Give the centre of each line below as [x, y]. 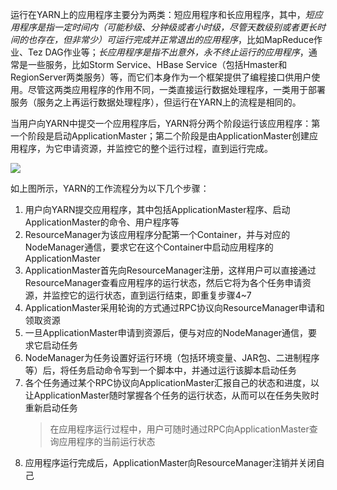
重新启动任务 [51, 407]
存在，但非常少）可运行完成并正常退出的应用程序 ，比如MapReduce [175, 39]
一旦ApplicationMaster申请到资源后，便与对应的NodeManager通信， [166, 332]
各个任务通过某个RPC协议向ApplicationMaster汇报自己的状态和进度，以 [172, 382]
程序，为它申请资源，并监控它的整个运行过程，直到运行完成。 [145, 148]
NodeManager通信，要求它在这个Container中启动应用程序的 [149, 247]
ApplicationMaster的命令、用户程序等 [102, 222]
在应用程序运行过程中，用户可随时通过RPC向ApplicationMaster [179, 429]
